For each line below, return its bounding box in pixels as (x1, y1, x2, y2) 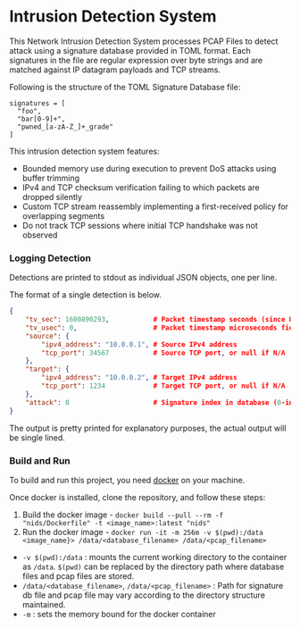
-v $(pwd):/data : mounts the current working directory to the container (21, 551, 287, 562)
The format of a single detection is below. (9, 289, 162, 300)
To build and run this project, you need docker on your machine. (9, 474, 246, 485)
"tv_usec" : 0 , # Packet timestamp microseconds (25, 323, 278, 332)
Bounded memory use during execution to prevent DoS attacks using (21, 163, 277, 173)
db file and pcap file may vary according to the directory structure (21, 590, 266, 600)
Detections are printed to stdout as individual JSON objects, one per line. (9, 272, 278, 283)
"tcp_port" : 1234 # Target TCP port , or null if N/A (41, 381, 286, 390)
